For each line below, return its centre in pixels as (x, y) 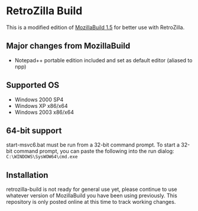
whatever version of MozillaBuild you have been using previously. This (92, 196)
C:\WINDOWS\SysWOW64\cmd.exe (42, 157)
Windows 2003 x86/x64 (44, 112)
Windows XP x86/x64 (41, 105)
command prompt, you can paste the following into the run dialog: (94, 151)
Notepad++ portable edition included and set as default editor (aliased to (103, 60)
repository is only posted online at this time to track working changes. (91, 202)
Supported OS (33, 85)
